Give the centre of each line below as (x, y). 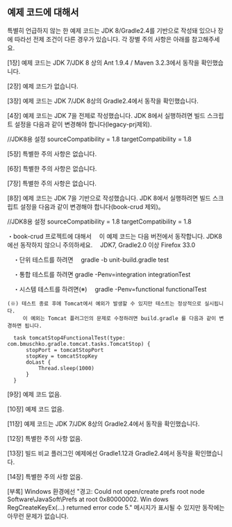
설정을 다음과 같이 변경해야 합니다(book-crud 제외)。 (92, 206)
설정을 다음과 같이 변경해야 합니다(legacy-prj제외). (83, 124)
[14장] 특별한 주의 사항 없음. (45, 476)
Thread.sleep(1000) (66, 368)
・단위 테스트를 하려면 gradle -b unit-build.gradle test (91, 260)
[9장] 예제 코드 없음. (34, 394)
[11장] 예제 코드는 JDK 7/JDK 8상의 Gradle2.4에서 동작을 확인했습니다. (103, 424)
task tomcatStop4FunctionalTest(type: (70, 338)
